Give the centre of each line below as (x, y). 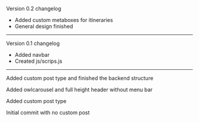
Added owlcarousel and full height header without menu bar (79, 89)
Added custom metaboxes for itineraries (64, 20)
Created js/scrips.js (38, 61)
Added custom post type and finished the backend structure (80, 78)
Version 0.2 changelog (34, 9)
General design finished (44, 26)
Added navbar (32, 55)
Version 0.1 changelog (33, 43)
